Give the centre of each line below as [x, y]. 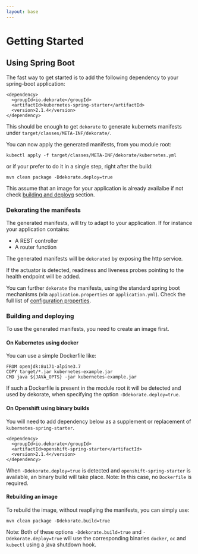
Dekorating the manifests [44, 210]
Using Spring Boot [41, 63]
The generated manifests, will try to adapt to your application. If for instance [99, 223]
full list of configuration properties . [48, 301]
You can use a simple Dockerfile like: [51, 356]
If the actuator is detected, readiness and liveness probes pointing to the [95, 270]
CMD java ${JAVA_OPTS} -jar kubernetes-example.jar [71, 377]
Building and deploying [40, 316]
